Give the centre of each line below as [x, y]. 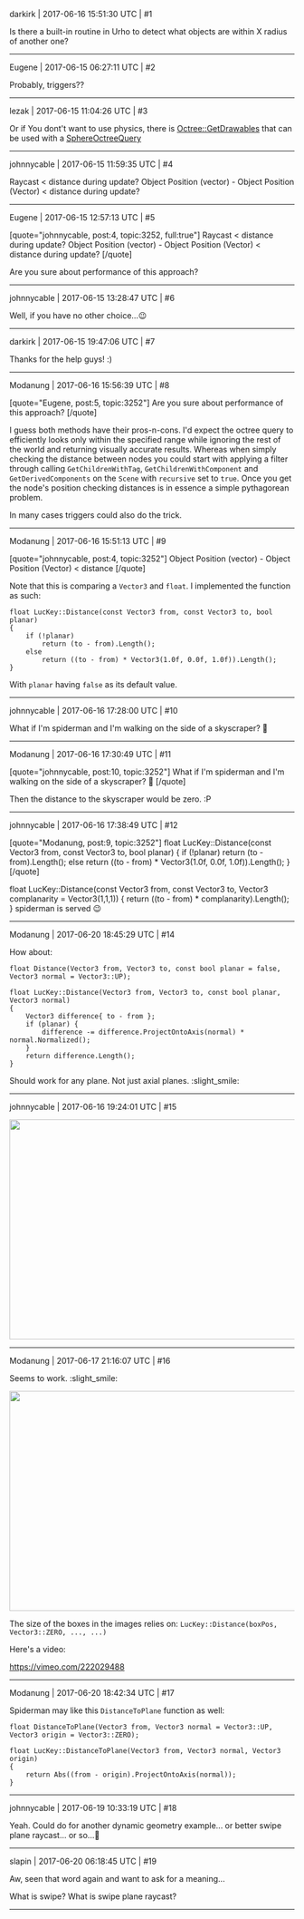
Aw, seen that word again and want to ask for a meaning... [117, 1879]
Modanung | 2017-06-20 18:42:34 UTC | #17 [92, 1693]
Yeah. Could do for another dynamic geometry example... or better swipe [146, 1826]
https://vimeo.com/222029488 [67, 1667]
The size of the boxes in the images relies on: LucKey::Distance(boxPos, [143, 1624]
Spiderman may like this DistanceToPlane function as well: [117, 1710]
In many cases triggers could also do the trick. [96, 515]
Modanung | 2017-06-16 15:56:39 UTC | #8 [90, 385]
